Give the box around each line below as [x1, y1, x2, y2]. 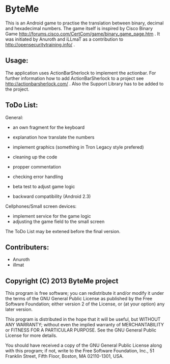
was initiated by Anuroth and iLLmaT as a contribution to [5, 36, 124, 42]
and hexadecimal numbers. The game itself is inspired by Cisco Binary [5, 25, 153, 31]
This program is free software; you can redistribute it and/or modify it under [5, 290, 164, 296]
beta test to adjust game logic [12, 183, 75, 189]
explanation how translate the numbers [12, 134, 95, 140]
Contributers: [5, 243, 49, 251]
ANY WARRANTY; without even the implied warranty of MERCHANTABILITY [5, 322, 164, 328]
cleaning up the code [12, 154, 58, 160]
